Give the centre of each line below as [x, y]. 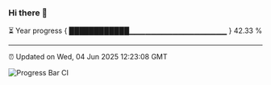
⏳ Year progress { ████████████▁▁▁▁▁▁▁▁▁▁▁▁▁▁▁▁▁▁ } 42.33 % [135, 30]
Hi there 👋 [28, 13]
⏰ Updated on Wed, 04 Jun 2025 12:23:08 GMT [88, 57]
